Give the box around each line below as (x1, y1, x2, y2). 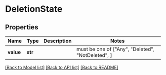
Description (43, 38, 72, 44)
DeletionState (5, 3, 63, 15)
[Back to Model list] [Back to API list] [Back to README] (5, 65, 119, 70)
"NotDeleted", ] (76, 52, 112, 58)
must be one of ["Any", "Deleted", (76, 46, 155, 52)
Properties (5, 23, 39, 31)
